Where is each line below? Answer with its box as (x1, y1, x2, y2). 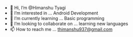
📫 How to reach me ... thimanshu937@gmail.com (9, 26, 112, 32)
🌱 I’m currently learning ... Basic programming (9, 15, 105, 21)
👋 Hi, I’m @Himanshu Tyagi (9, 5, 66, 10)
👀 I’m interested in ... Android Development (9, 10, 98, 16)
